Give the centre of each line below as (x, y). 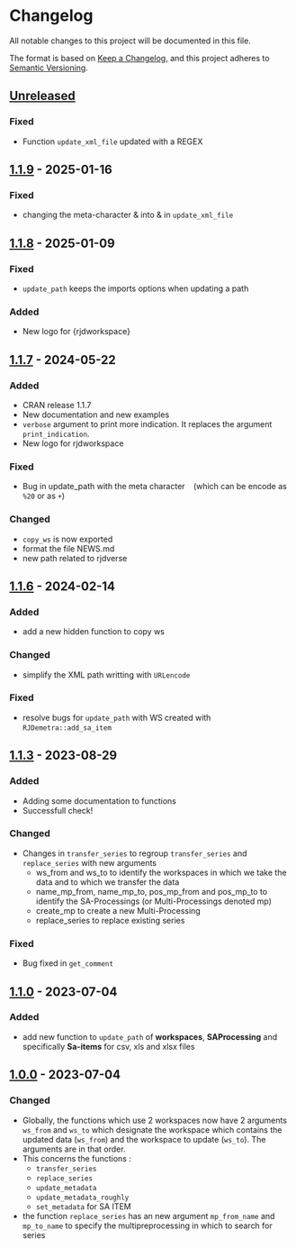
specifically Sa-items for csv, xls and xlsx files (108, 1046)
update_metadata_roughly (82, 1198)
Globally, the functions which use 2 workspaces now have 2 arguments (155, 1120)
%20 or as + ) (44, 496)
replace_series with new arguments (90, 862)
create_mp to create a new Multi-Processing (118, 910)
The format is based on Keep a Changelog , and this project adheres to (139, 58)
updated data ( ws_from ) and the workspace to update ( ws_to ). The (144, 1139)
